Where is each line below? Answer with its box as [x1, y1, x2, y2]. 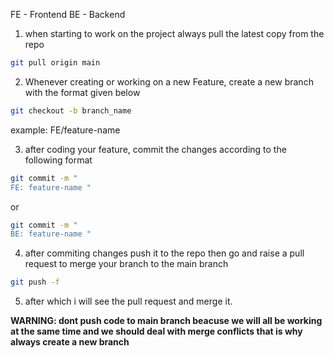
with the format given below [24, 86, 141, 98]
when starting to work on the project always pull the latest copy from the [24, 28, 325, 39]
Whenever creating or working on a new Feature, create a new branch [24, 75, 314, 88]
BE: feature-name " [10, 229, 92, 239]
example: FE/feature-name [10, 124, 121, 136]
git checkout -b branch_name [10, 105, 132, 116]
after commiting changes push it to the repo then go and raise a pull [24, 247, 305, 259]
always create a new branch [10, 336, 130, 348]
